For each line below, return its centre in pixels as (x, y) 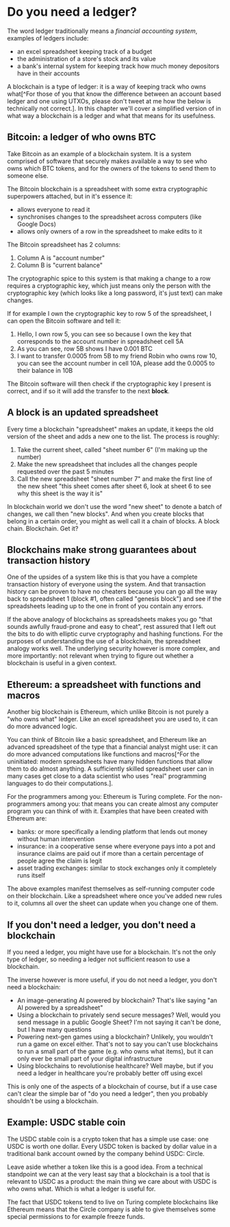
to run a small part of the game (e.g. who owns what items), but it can (115, 1051)
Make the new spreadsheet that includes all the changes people (107, 464)
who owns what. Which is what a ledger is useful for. (81, 1189)
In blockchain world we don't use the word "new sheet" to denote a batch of (115, 506)
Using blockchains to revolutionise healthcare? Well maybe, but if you (115, 1066)
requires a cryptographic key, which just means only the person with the (109, 286)
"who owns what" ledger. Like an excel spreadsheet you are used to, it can (112, 719)
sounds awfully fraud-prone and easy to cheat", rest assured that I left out (112, 627)
